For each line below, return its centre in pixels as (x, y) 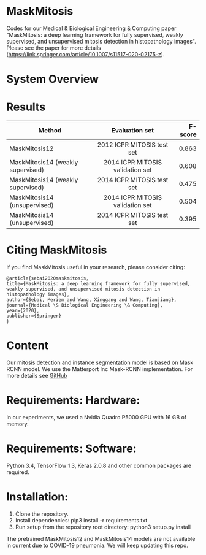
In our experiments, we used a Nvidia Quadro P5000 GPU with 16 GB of (97, 417)
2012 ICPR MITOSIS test (133, 145)
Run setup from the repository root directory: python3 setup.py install (103, 527)
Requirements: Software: (71, 449)
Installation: (37, 497)
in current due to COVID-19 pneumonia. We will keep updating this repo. (97, 545)
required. (18, 472)
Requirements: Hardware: (73, 400)
